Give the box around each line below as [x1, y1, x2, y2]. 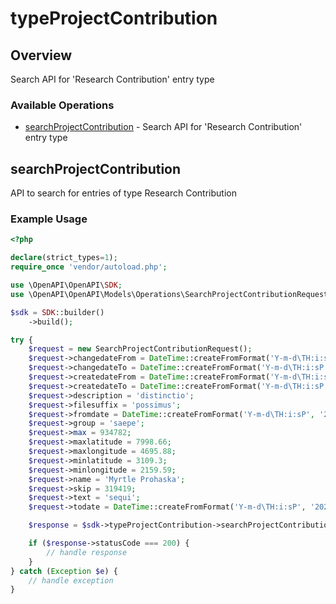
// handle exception [28, 575, 114, 586]
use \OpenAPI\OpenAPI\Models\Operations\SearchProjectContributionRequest [10, 289, 329, 299]
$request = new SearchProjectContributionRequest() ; [28, 344, 253, 354]
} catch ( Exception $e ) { [10, 566, 118, 576]
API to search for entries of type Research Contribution [10, 187, 237, 199]
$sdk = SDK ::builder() [10, 307, 105, 317]
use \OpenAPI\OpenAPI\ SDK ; [10, 280, 123, 291]
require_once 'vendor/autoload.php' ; [10, 262, 168, 272]
